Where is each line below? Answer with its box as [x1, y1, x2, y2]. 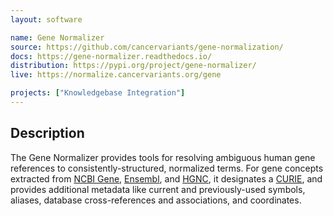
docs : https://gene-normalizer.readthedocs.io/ [10, 51, 213, 61]
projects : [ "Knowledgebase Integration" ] [10, 88, 186, 98]
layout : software [10, 14, 83, 25]
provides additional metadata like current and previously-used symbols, [10, 183, 306, 195]
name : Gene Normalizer [10, 32, 105, 43]
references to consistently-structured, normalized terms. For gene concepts [10, 162, 324, 174]
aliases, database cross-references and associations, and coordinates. [10, 194, 302, 206]
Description [10, 125, 85, 142]
